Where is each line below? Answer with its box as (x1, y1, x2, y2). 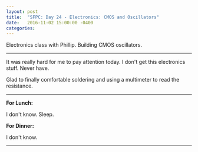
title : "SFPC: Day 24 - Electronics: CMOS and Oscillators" (6, 14, 160, 20)
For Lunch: (6, 99, 34, 106)
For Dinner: (6, 122, 34, 130)
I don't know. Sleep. (6, 111, 54, 118)
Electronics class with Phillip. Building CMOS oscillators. (6, 41, 143, 48)
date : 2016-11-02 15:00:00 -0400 (6, 20, 94, 25)
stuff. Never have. (6, 64, 49, 72)
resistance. (6, 82, 34, 89)
